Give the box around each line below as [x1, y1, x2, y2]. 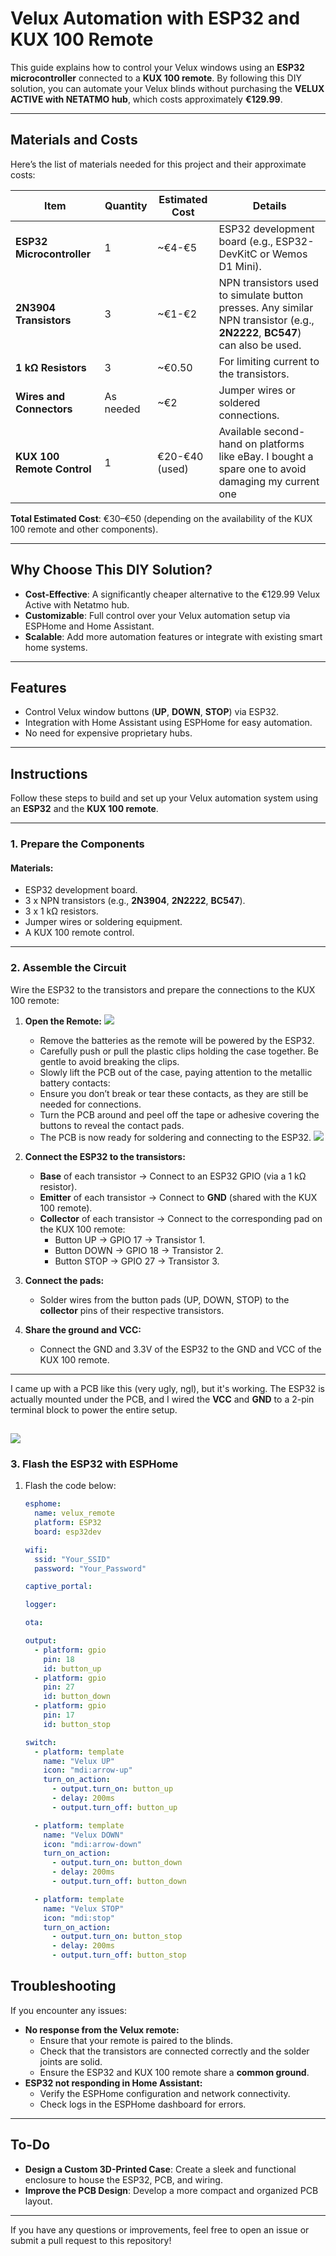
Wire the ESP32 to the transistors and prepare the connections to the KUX [10, 983, 316, 996]
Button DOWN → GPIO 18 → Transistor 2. [54, 1244, 224, 1256]
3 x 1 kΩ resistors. [24, 905, 99, 917]
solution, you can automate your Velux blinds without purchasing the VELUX [10, 82, 325, 94]
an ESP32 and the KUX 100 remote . [10, 803, 159, 815]
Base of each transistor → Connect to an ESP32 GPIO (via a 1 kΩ [39, 1170, 307, 1182]
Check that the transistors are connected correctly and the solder [39, 2045, 310, 2057]
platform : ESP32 [34, 1518, 102, 1528]
